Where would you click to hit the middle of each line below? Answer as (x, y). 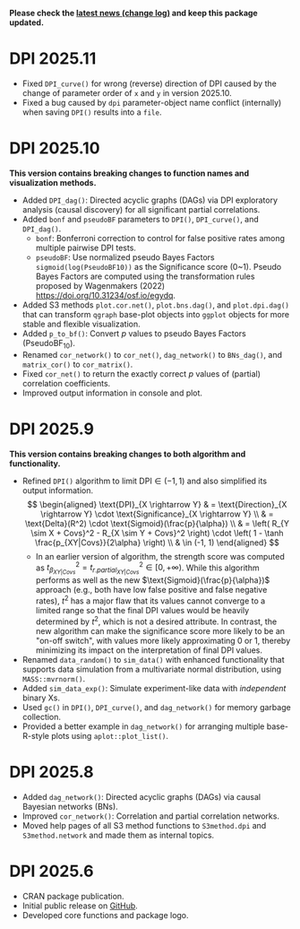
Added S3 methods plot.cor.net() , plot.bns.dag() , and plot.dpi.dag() (155, 305)
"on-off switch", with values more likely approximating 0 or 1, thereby (163, 640)
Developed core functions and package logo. (106, 915)
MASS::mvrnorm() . (54, 678)
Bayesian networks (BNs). (70, 806)
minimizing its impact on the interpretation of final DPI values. (149, 650)
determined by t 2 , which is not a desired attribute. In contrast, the (156, 621)
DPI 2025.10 (55, 148)
